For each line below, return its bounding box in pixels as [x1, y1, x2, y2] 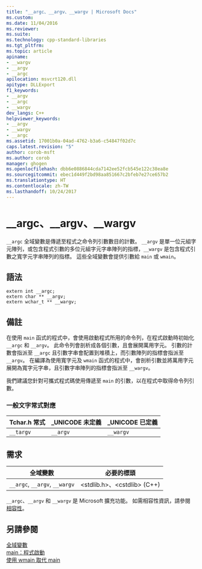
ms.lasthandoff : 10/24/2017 [6, 188, 77, 194]
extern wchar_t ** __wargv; [6, 299, 77, 305]
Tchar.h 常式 [9, 418, 46, 426]
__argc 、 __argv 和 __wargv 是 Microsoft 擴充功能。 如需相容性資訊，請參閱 [6, 497, 191, 504]
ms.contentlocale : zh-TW [6, 183, 69, 189]
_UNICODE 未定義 [51, 418, 102, 426]
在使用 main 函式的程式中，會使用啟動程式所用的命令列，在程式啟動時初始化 [6, 334, 195, 341]
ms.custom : [6, 14, 34, 21]
